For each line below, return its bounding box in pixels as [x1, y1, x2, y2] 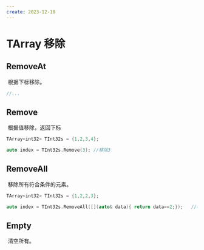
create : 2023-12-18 [6, 8, 56, 15]
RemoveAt [6, 61, 47, 72]
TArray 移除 [6, 37, 66, 50]
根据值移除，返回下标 [7, 124, 61, 131]
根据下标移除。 [7, 78, 46, 86]
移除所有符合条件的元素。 [7, 180, 72, 188]
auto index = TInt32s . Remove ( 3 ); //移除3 [6, 147, 111, 154]
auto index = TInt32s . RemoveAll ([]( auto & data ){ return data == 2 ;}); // [6, 204, 197, 210]
